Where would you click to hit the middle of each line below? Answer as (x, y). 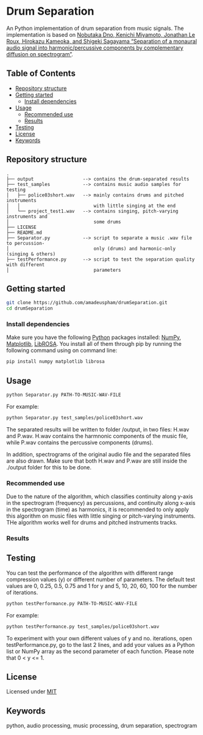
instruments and (27, 216)
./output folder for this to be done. (49, 467)
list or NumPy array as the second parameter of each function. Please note (100, 651)
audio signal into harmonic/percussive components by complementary (95, 48)
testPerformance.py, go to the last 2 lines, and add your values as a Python (101, 644)
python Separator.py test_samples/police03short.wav (75, 417)
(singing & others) (31, 254)
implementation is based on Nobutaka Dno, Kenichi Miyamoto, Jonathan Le (101, 34)
